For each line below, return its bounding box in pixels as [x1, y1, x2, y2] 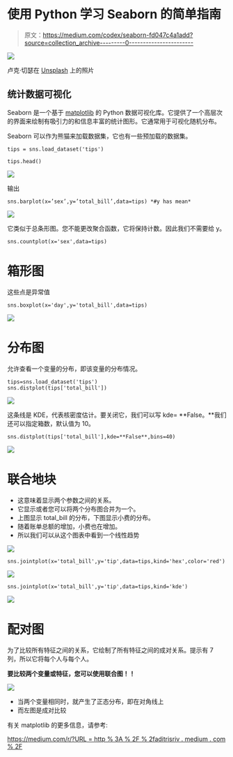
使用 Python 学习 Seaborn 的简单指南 [7, 6, 221, 22]
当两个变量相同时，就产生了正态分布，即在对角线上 [17, 697, 164, 705]
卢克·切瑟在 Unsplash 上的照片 [7, 66, 95, 74]
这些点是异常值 [7, 287, 50, 296]
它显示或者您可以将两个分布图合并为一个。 [17, 505, 140, 513]
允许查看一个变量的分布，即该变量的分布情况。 [7, 364, 141, 373]
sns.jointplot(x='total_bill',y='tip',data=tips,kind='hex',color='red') [7, 558, 226, 565]
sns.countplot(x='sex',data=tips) [7, 238, 108, 245]
